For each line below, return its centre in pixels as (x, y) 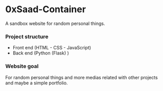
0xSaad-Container (45, 9)
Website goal (22, 66)
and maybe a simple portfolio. (37, 83)
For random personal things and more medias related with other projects (81, 77)
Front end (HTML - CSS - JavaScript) (52, 48)
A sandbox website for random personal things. (55, 23)
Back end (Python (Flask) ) (41, 53)
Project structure (27, 37)
